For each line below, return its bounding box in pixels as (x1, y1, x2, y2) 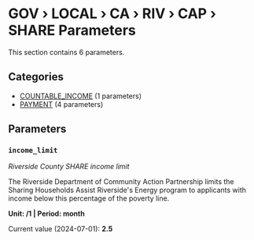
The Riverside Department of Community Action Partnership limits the (8, 177, 234, 186)
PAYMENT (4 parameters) (19, 99, 104, 109)
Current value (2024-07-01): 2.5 (8, 224, 113, 234)
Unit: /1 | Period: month (8, 209, 85, 219)
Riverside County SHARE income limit (8, 162, 130, 172)
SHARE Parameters (8, 21, 136, 39)
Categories (8, 70, 64, 83)
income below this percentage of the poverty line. (8, 194, 170, 203)
